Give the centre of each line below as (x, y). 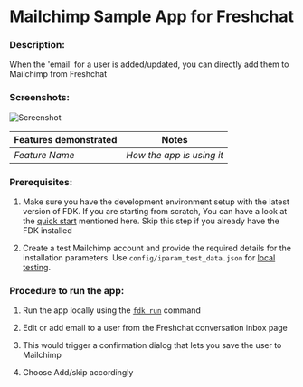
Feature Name (44, 155)
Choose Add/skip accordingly (78, 373)
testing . (37, 268)
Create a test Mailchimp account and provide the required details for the (157, 248)
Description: (37, 45)
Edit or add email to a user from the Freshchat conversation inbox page (155, 328)
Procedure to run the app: (67, 291)
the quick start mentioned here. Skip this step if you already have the (151, 221)
